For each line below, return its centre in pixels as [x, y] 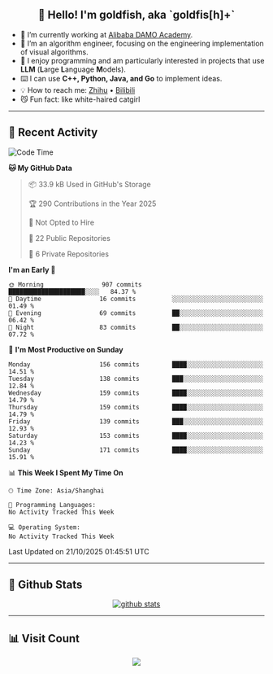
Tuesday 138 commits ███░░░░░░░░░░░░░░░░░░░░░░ [136, 379]
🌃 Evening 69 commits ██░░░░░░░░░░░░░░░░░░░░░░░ [136, 313]
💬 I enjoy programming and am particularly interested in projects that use [142, 60]
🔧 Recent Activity [53, 132]
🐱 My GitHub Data [41, 168]
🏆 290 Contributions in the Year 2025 [92, 204]
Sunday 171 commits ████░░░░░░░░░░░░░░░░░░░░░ [136, 450]
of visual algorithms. [54, 52]
